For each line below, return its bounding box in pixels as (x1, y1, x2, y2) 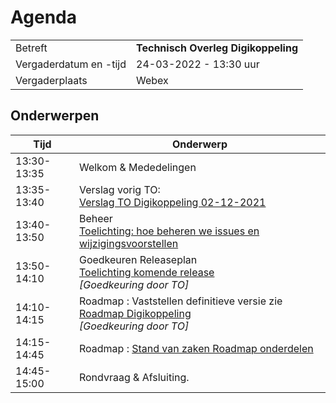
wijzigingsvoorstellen (78, 236, 179, 250)
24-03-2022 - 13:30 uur (136, 57, 260, 71)
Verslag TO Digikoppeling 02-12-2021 (78, 195, 267, 209)
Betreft (15, 41, 48, 55)
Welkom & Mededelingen (78, 160, 197, 174)
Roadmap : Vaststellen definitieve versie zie (78, 294, 283, 308)
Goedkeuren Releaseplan (78, 252, 198, 266)
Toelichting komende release (78, 265, 215, 279)
